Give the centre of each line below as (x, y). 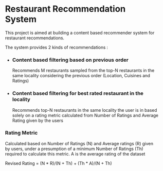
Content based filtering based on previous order (70, 60)
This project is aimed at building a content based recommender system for (80, 33)
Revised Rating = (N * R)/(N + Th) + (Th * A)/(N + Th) (59, 163)
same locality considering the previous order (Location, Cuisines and (81, 76)
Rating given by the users (37, 120)
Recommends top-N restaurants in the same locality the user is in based (84, 110)
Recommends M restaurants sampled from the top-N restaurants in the (83, 70)
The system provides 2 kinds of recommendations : (57, 47)
